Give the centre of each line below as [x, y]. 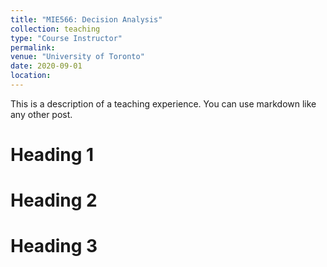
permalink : [33, 47]
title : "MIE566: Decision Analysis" [86, 19]
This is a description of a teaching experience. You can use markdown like [163, 103]
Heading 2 [54, 200]
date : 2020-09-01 [46, 66]
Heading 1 [52, 155]
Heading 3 [54, 246]
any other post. [41, 114]
